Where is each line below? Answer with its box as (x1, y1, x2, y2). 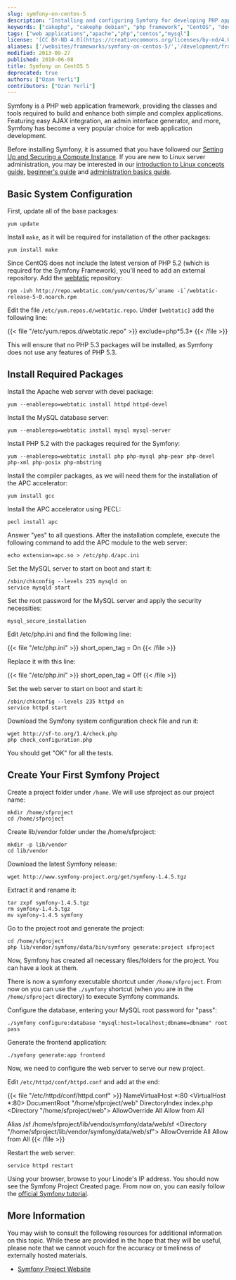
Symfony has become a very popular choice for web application (7, 124, 193, 132)
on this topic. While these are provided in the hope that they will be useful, (7, 1236, 223, 1244)
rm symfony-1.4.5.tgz (7, 905, 71, 912)
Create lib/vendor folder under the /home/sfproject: (7, 827, 157, 835)
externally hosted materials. (7, 1251, 88, 1260)
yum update (7, 220, 39, 228)
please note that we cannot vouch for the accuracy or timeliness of (7, 1243, 202, 1252)
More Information (7, 1210, 86, 1222)
